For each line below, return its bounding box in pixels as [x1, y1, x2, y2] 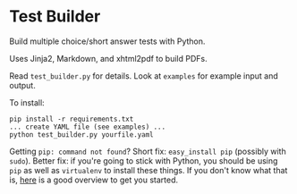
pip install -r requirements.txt [9, 114, 134, 123]
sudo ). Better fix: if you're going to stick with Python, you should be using [9, 155, 278, 166]
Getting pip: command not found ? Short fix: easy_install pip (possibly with [9, 146, 286, 156]
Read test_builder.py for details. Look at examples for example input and [9, 70, 279, 81]
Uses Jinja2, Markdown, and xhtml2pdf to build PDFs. [9, 53, 208, 63]
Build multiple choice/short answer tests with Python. [9, 36, 206, 46]
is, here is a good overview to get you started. [9, 174, 179, 185]
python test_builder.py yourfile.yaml [9, 130, 154, 139]
